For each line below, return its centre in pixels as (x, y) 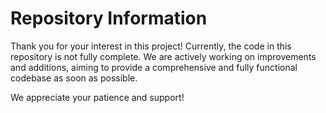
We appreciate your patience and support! (97, 97)
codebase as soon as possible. (74, 78)
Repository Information (109, 18)
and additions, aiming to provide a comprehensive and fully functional (154, 67)
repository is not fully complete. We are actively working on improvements (163, 56)
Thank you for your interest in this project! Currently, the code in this (151, 46)
